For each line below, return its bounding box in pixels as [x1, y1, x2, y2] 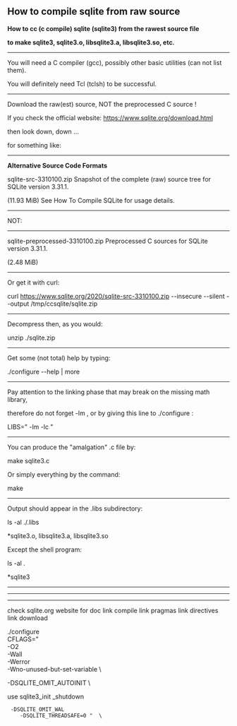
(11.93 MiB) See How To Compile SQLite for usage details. [7, 196, 175, 204]
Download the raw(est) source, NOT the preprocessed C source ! [7, 100, 197, 108]
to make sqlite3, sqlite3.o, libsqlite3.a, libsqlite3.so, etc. [7, 38, 175, 47]
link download [7, 614, 48, 622]
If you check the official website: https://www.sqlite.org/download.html [7, 113, 214, 122]
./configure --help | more [7, 367, 80, 376]
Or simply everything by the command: [7, 470, 121, 479]
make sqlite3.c [7, 456, 50, 465]
